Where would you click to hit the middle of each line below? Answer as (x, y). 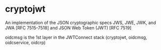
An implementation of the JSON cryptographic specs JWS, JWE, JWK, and (80, 23)
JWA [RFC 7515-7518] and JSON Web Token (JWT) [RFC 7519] (68, 27)
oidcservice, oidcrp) (25, 42)
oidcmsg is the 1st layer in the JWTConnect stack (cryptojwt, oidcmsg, (76, 37)
